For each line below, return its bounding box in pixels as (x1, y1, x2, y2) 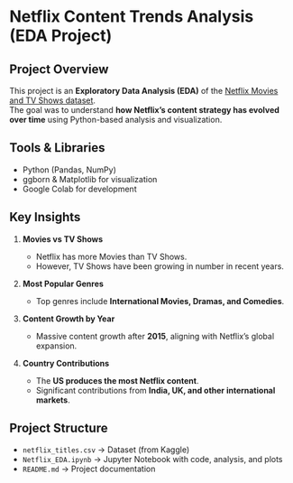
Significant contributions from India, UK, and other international (35, 385, 276, 395)
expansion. (35, 340, 78, 351)
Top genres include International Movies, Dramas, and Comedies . (35, 295, 285, 306)
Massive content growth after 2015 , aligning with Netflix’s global (35, 330, 275, 341)
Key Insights (9, 209, 81, 225)
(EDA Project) (9, 25, 113, 46)
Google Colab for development (22, 183, 137, 194)
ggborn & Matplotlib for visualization (22, 173, 158, 184)
